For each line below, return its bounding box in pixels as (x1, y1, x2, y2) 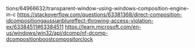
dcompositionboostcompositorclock (6, 36, 93, 42)
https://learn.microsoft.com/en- (65, 23, 142, 30)
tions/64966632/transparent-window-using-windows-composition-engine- (6, 5, 189, 12)
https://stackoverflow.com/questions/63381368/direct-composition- (17, 11, 183, 18)
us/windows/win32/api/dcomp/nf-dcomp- (6, 29, 109, 36)
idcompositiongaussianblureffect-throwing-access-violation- (6, 17, 154, 24)
